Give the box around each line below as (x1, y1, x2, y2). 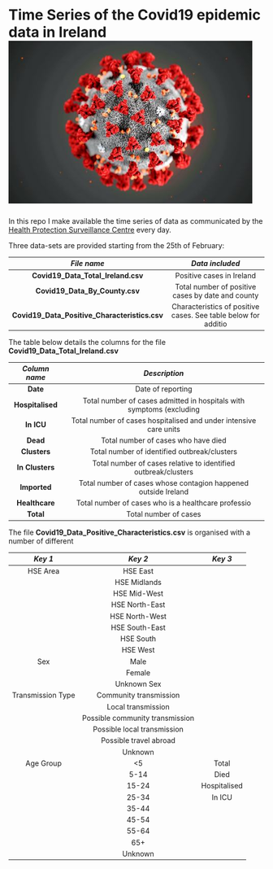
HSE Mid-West (113, 588, 164, 599)
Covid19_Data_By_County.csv (35, 286, 141, 296)
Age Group (25, 758, 63, 768)
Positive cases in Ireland (175, 270, 257, 280)
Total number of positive (174, 282, 257, 291)
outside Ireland (138, 487, 189, 496)
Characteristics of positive (171, 302, 260, 312)
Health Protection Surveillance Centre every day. (8, 225, 172, 234)
